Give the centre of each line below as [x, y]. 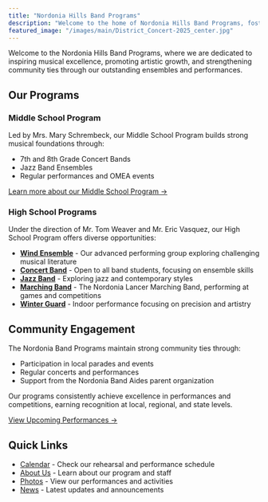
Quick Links [38, 445]
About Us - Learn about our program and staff [95, 473]
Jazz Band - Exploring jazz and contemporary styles [106, 279]
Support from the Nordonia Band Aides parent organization [117, 381]
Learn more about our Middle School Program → [88, 191]
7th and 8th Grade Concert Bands [75, 159]
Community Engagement [72, 329]
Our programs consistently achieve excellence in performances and [120, 396]
